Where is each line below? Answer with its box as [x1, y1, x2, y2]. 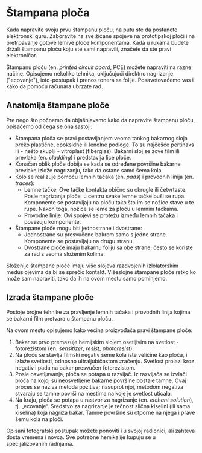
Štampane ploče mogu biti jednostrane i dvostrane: [14, 224, 143, 232]
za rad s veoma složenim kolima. [24, 250, 106, 257]
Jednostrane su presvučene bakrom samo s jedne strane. [24, 230, 168, 238]
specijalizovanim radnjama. [6, 440, 74, 447]
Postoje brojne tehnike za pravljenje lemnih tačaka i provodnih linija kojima [6, 308, 191, 316]
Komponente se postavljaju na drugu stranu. [24, 237, 134, 244]
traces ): [14, 179, 35, 187]
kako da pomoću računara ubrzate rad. [6, 82, 104, 90]
